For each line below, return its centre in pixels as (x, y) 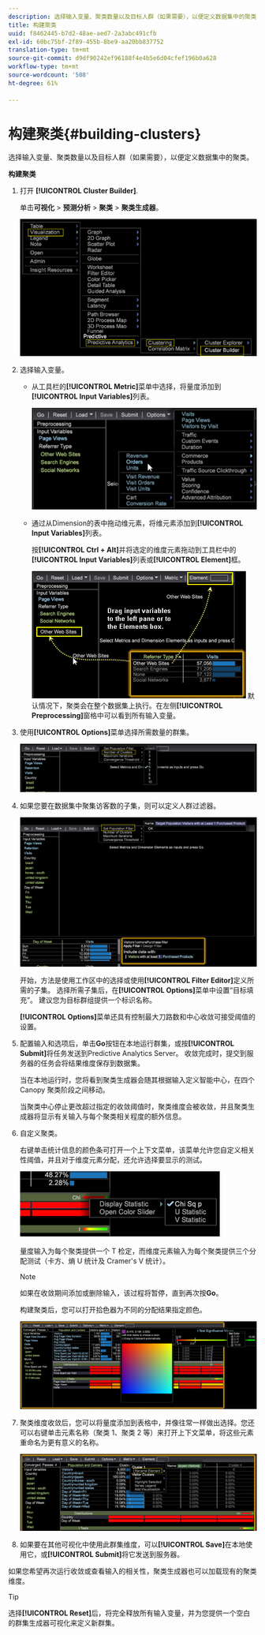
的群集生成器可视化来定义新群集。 (63, 1623)
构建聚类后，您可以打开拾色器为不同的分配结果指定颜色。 (113, 1309)
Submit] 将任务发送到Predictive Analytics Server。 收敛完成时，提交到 (133, 1053)
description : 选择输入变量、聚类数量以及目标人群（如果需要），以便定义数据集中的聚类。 (135, 17)
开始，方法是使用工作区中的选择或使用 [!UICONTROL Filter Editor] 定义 (133, 980)
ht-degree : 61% (33, 83)
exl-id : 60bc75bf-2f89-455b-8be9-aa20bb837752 (86, 42)
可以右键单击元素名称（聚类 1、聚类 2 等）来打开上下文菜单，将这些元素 (136, 1432)
